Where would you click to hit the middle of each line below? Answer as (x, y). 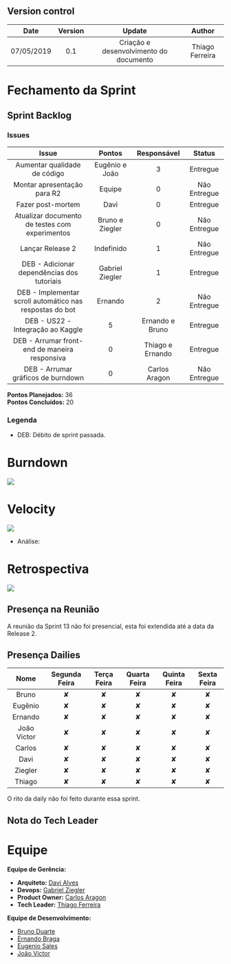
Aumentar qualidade (48, 165)
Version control (41, 11)
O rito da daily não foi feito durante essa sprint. (74, 799)
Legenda (22, 420)
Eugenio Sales (37, 946)
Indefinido (110, 248)
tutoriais (48, 281)
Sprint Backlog (40, 116)
